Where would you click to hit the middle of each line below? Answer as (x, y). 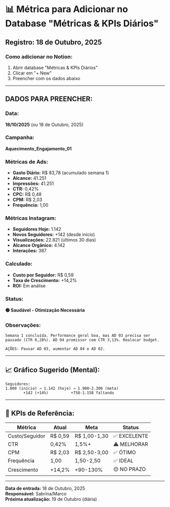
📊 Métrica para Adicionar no (67, 9)
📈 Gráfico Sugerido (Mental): (53, 370)
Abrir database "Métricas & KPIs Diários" (55, 67)
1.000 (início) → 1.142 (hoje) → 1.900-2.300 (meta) (62, 388)
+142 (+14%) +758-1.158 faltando (69, 393)
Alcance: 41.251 (29, 178)
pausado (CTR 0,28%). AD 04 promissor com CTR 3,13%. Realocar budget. (82, 340)
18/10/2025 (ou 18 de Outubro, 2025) (44, 125)
